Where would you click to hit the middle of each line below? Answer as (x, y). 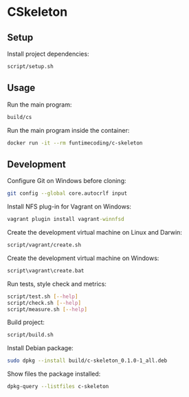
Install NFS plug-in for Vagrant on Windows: (69, 206)
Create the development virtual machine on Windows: (83, 258)
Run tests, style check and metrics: (57, 283)
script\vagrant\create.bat (46, 270)
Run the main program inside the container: (68, 130)
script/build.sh (30, 335)
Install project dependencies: (48, 54)
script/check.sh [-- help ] (44, 303)
